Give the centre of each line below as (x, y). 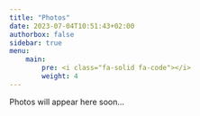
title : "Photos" (40, 18)
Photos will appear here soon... (67, 102)
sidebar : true (36, 43)
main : (36, 59)
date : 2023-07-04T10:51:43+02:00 (72, 26)
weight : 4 (60, 76)
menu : (19, 51)
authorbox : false (42, 34)
